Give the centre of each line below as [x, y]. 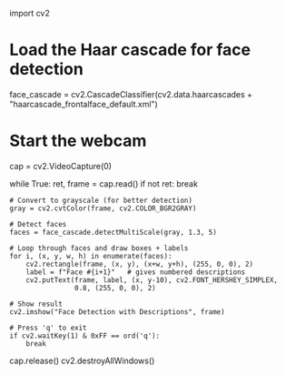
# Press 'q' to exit [49, 328]
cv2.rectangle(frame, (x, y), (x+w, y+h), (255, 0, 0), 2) [140, 264]
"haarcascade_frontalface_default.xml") [84, 104]
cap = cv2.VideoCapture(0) [60, 166]
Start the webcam [78, 141]
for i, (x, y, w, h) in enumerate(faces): [91, 256]
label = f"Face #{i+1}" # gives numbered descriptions [136, 272]
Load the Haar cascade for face [130, 50]
